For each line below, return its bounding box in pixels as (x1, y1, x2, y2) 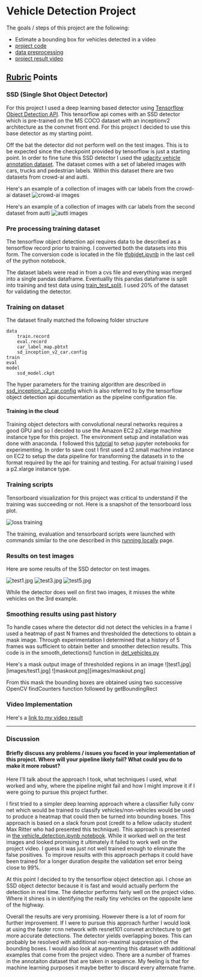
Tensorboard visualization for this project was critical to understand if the (6, 494, 188, 501)
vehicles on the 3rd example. (6, 595, 78, 602)
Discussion (6, 735, 40, 743)
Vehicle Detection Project (6, 4, 136, 18)
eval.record (17, 338, 47, 345)
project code (14, 42, 47, 49)
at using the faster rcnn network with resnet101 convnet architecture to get (6, 925, 191, 933)
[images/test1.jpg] (6, 667, 51, 675)
